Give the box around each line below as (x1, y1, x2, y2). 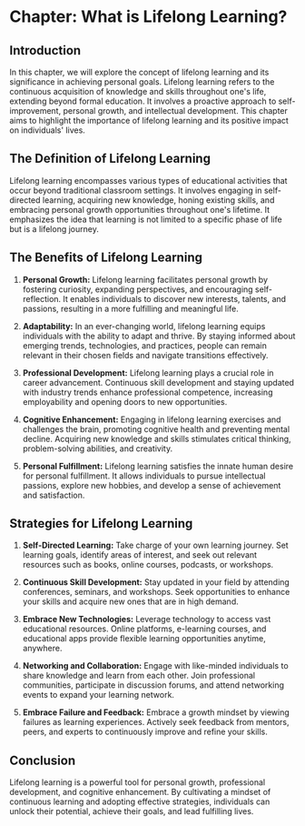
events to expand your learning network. (22, 690, 175, 700)
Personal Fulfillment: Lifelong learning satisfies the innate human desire (22, 460, 293, 471)
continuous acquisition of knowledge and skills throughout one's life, (9, 86, 267, 96)
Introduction (9, 43, 82, 58)
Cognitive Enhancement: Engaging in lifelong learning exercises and (22, 414, 281, 425)
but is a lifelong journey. (9, 223, 100, 234)
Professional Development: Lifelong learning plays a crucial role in (22, 367, 274, 378)
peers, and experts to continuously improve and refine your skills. (22, 726, 268, 738)
